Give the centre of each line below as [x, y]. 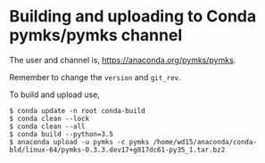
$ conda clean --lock [50, 118]
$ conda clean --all [48, 126]
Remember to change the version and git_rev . [95, 77]
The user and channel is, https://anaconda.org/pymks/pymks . [123, 60]
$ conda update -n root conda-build [77, 110]
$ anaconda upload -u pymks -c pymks [79, 142]
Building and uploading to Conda [133, 16]
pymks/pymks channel [96, 35]
